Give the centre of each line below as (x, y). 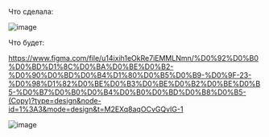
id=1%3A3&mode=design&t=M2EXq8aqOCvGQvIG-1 (96, 109)
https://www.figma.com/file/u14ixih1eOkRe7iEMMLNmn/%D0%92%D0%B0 (134, 58)
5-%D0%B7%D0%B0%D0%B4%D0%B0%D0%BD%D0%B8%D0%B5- (128, 92)
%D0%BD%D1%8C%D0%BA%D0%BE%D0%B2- (91, 66)
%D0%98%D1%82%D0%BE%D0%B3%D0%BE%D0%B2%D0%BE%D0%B (134, 84)
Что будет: (27, 42)
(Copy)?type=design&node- (55, 101)
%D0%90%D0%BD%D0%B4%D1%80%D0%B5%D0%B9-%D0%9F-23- (130, 75)
